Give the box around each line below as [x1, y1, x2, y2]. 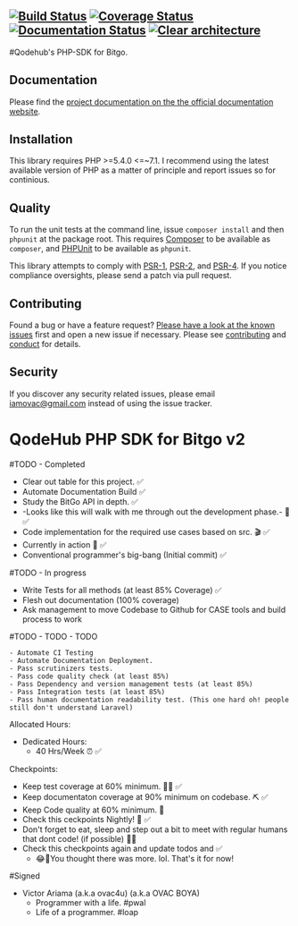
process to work [21, 614, 83, 624]
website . [9, 106, 41, 116]
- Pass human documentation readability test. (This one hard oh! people [9, 695, 290, 704]
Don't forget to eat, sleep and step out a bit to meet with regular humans [21, 824, 288, 835]
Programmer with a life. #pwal [35, 896, 146, 908]
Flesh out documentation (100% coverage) [21, 594, 180, 605]
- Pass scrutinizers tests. [9, 664, 114, 673]
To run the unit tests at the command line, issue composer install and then [9, 225, 285, 235]
